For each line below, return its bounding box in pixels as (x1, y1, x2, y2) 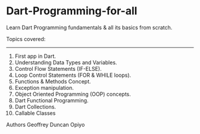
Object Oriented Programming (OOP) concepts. (14, 91, 131, 98)
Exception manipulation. (14, 84, 74, 91)
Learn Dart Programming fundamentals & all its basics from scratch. (6, 24, 173, 31)
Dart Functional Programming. (14, 96, 89, 104)
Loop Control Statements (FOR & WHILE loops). (14, 71, 132, 79)
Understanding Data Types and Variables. (14, 58, 117, 66)
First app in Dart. (14, 52, 57, 60)
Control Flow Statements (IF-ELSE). (14, 65, 102, 72)
